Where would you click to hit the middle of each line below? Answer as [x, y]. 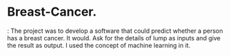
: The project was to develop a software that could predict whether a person [115, 31]
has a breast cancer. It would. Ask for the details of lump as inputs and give [114, 38]
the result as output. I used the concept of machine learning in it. [99, 45]
